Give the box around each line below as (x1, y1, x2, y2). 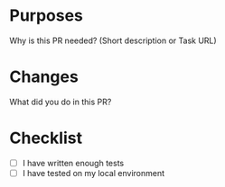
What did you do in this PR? (9, 96, 112, 107)
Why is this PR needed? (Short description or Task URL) (9, 35, 217, 46)
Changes (9, 67, 79, 87)
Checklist (9, 128, 83, 148)
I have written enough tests (22, 157, 125, 168)
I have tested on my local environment (22, 167, 165, 178)
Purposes (9, 5, 84, 26)
